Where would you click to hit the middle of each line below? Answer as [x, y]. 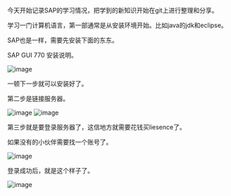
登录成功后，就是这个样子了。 [50, 170]
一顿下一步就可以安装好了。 [48, 84]
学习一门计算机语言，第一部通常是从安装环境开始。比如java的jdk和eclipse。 [117, 25]
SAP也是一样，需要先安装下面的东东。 [63, 40]
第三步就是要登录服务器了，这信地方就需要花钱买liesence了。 [96, 127]
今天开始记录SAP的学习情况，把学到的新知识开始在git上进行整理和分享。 [113, 10]
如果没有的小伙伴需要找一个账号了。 [60, 142]
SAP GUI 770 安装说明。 [42, 55]
